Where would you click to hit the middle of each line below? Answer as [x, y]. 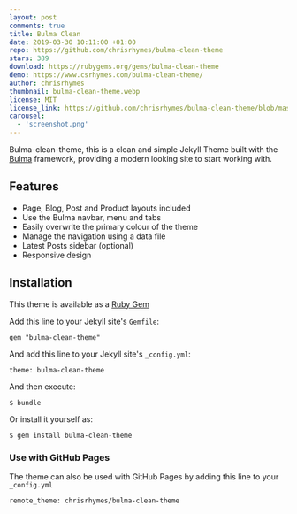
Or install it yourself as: [51, 419]
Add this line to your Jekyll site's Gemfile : [84, 321]
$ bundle [25, 403]
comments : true [37, 26]
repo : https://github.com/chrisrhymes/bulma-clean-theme [116, 50]
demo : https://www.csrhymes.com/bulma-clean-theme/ [106, 75]
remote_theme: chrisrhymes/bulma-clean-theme [94, 501]
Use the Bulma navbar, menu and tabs [91, 217]
